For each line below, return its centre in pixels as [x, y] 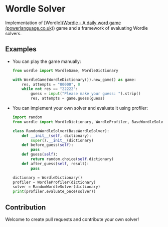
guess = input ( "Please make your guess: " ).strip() [86, 94]
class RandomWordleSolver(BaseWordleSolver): [61, 131]
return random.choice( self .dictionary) [72, 159]
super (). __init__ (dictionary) [62, 140]
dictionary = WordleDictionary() [47, 177]
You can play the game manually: [47, 61]
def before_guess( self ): [48, 145]
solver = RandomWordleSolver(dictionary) [56, 187]
